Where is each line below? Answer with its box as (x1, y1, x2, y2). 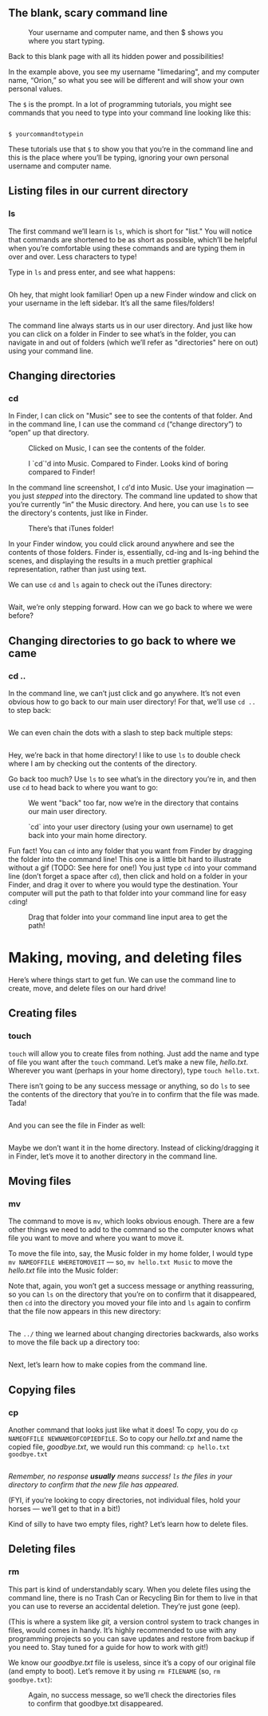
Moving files (8, 1174, 72, 1187)
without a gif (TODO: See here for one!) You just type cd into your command (8, 863, 257, 872)
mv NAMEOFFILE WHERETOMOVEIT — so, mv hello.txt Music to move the (8, 1257, 233, 1267)
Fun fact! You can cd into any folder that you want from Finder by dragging (8, 845, 253, 856)
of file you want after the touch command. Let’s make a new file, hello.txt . (8, 1057, 249, 1067)
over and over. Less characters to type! (8, 251, 137, 262)
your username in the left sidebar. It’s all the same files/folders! (8, 298, 215, 308)
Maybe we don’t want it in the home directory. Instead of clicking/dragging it (8, 1143, 259, 1152)
